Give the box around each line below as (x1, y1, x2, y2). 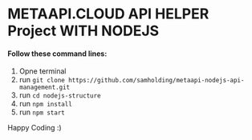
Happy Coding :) (7, 123, 62, 133)
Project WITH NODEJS (7, 22, 160, 40)
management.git (18, 83, 71, 92)
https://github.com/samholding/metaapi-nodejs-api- (68, 77, 245, 85)
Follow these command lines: (7, 49, 108, 58)
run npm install (18, 99, 73, 109)
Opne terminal (18, 66, 67, 76)
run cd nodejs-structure (18, 90, 101, 100)
